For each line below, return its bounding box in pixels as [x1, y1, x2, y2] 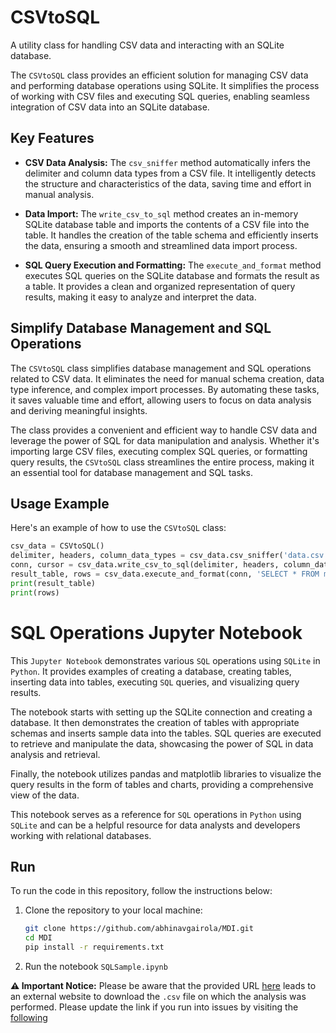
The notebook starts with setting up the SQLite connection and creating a [10, 706, 313, 718]
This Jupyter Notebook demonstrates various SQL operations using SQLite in [10, 654, 321, 666]
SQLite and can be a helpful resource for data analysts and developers [10, 819, 301, 831]
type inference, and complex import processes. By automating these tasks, [10, 383, 320, 395]
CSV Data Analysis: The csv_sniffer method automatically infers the [24, 156, 311, 168]
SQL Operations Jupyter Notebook [10, 621, 303, 644]
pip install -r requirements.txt [24, 942, 165, 953]
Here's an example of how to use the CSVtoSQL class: [10, 522, 227, 534]
